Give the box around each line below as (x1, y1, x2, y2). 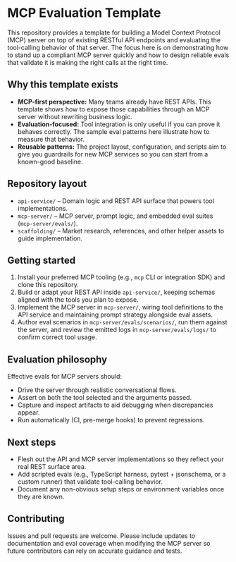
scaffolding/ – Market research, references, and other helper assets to (17, 226, 225, 235)
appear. (17, 408, 40, 417)
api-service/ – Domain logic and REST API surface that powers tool (17, 196, 215, 205)
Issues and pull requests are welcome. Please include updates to (7, 531, 196, 540)
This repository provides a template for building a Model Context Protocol (7, 28, 221, 37)
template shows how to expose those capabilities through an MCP (17, 104, 210, 114)
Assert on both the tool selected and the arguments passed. (17, 393, 192, 402)
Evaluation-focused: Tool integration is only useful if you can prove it (17, 120, 221, 128)
